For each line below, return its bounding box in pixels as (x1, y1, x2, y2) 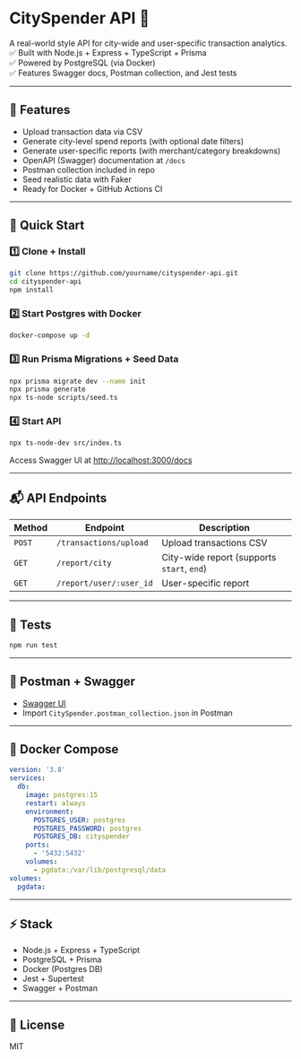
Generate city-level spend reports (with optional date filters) (21, 135, 245, 146)
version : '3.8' (9, 766, 66, 775)
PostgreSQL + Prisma (21, 954, 102, 965)
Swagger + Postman (21, 983, 99, 994)
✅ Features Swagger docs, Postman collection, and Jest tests (9, 67, 237, 78)
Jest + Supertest (21, 973, 85, 985)
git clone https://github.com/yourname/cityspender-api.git (9, 269, 239, 278)
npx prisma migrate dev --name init (9, 377, 146, 386)
